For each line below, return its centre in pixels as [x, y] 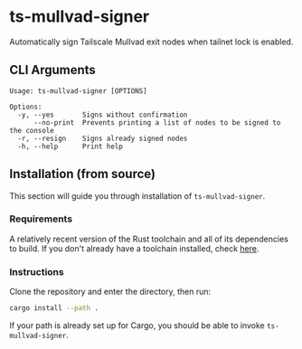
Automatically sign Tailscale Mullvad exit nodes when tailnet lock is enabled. [151, 42]
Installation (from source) [83, 174]
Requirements [41, 219]
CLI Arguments [53, 70]
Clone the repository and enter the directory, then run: [110, 292]
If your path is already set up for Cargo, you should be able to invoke [137, 325]
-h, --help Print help [71, 146]
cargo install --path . [54, 308]
